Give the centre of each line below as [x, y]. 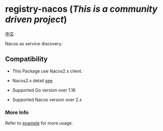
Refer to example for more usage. [39, 123]
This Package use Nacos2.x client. [47, 71]
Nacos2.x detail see [32, 80]
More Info [17, 112]
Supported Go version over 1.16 [44, 90]
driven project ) [36, 19]
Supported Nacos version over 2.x [47, 99]
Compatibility [26, 59]
